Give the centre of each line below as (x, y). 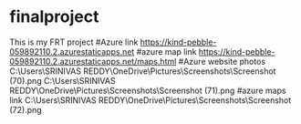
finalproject (54, 17)
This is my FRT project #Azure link (74, 42)
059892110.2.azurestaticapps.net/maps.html (93, 61)
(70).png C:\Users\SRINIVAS (62, 80)
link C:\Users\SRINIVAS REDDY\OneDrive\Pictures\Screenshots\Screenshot (150, 100)
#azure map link (166, 51)
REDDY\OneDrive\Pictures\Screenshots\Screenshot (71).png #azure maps (148, 90)
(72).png (26, 109)
